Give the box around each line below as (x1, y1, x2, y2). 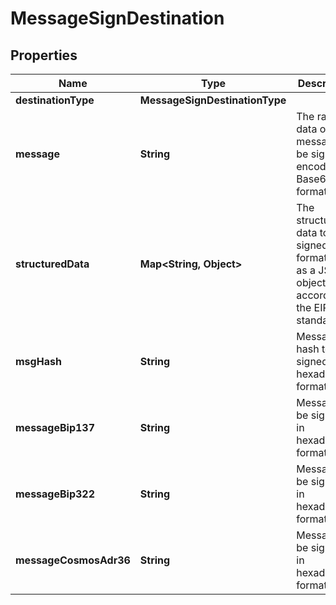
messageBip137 (15, 421, 96, 434)
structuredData (15, 257, 90, 271)
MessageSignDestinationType (139, 93, 287, 107)
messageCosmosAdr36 (15, 553, 131, 567)
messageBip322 (15, 487, 96, 501)
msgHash (15, 355, 62, 368)
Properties (10, 47, 78, 64)
